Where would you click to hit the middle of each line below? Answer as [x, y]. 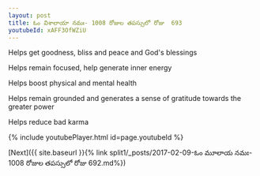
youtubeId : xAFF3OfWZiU [47, 30]
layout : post [30, 15]
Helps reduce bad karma [49, 122]
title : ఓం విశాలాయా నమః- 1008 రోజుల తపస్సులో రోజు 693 [95, 23]
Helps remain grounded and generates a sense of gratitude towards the [125, 99]
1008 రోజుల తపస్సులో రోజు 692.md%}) [67, 163]
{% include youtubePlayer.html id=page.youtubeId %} [96, 137]
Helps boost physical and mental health [72, 83]
